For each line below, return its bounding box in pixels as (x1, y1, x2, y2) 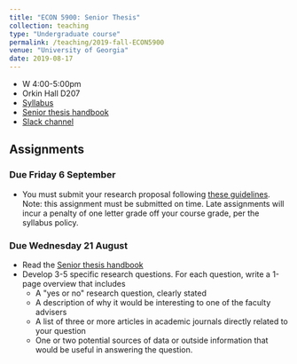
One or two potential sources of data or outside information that (35, 335, 269, 345)
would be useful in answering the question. (35, 344, 193, 355)
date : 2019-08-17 (9, 54, 74, 63)
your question (35, 325, 87, 336)
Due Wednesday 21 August (9, 239, 129, 251)
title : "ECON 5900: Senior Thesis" (9, 12, 141, 22)
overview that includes (43, 278, 126, 289)
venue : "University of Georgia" (9, 46, 129, 55)
